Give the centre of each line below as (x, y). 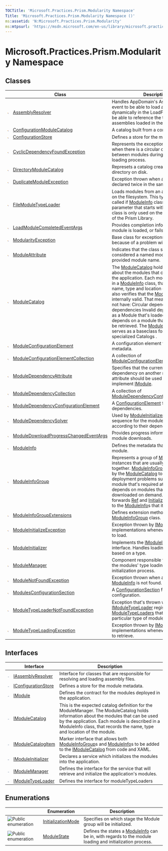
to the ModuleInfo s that (136, 505)
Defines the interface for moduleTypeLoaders (106, 781)
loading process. (129, 160)
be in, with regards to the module (117, 836)
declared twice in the (133, 184)
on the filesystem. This (135, 197)
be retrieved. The (129, 326)
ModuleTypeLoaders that (137, 613)
